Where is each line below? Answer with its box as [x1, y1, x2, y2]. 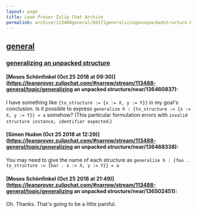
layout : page [6, 8, 38, 15]
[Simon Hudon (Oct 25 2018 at [6, 131, 81, 138]
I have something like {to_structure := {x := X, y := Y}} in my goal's [6, 99, 179, 106]
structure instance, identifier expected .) [6, 117, 113, 124]
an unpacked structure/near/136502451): [74, 187, 178, 194]
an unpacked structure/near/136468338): [74, 143, 179, 150]
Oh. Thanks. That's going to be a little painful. [6, 201, 116, 208]
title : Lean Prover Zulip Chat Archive [6, 14, 104, 20]
